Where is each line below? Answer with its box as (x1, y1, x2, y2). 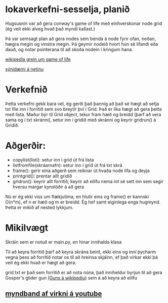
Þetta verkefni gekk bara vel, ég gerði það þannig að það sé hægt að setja (5, 100, 159, 107)
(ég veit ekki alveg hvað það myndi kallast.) (5, 25, 95, 31)
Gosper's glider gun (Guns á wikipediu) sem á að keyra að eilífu (5, 275, 138, 281)
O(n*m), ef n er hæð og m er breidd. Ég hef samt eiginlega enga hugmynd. (5, 199, 161, 205)
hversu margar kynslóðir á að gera (12, 184, 85, 190)
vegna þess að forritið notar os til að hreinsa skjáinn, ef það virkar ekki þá (5, 254, 158, 260)
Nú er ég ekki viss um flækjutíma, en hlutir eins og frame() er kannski (5, 193, 149, 199)
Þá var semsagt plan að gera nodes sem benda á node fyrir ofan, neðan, (5, 36, 156, 42)
